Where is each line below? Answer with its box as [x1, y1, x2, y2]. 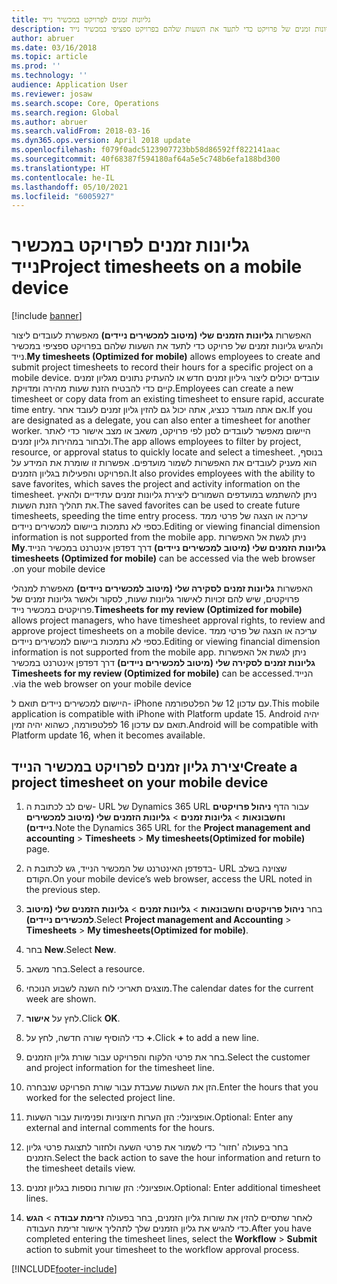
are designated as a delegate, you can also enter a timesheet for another [11, 414, 311, 426]
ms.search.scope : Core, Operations [11, 98, 160, 108]
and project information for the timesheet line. [25, 1062, 216, 1073]
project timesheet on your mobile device [11, 774, 269, 791]
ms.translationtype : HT [11, 163, 111, 173]
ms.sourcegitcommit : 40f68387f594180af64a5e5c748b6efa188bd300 [11, 154, 281, 164]
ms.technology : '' [11, 71, 88, 81]
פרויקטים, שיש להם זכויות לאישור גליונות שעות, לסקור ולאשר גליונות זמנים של [11, 593, 300, 605]
